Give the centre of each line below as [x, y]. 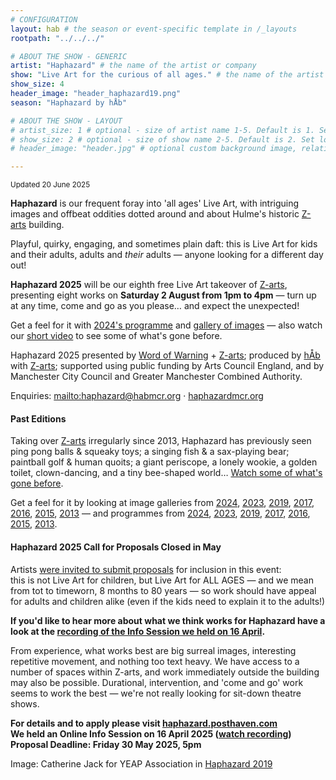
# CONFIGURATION [44, 19]
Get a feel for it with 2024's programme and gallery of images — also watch [166, 325]
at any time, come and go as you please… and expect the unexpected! [155, 306]
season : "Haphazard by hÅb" [69, 102]
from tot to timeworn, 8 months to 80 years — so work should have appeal [163, 590]
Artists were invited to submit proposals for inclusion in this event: [146, 569]
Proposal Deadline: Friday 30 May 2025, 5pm [106, 744]
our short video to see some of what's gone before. [116, 336]
